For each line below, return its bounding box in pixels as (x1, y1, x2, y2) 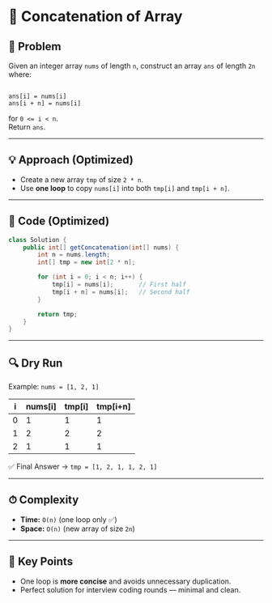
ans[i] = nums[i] (8, 92, 67, 100)
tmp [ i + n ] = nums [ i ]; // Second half (51, 287, 190, 296)
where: (8, 70, 32, 79)
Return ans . (8, 122, 46, 132)
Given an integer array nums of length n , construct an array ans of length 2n (8, 61, 256, 70)
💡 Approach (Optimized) (8, 153, 134, 167)
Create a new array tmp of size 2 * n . (19, 174, 144, 185)
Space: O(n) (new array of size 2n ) (19, 524, 135, 533)
